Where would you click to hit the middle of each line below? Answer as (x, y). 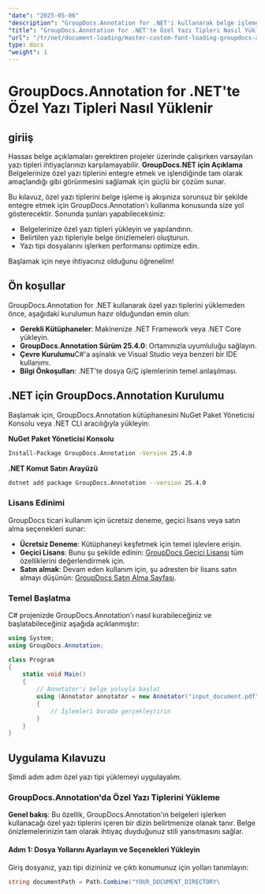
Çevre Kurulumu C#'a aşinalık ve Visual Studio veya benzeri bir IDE (129, 354)
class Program (32, 660)
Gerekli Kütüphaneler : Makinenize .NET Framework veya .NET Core (131, 328)
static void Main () (54, 674)
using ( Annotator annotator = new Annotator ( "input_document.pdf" (148, 697)
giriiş (21, 137)
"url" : (19, 38)
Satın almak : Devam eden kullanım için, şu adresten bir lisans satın (128, 569)
